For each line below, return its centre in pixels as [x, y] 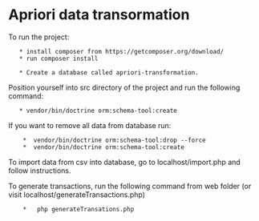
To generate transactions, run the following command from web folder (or [130, 186]
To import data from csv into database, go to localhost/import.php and [124, 162]
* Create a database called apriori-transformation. [109, 72]
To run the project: [39, 37]
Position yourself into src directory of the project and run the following [124, 87]
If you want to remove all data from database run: [90, 125]
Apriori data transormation [99, 15]
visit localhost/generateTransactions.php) [77, 195]
